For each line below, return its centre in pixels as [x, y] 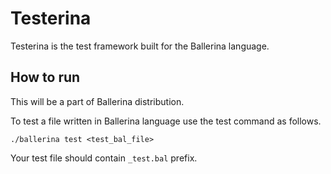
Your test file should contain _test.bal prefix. [104, 158]
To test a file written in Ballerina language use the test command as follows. [166, 121]
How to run [45, 77]
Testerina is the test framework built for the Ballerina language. [140, 46]
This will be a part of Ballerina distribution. [97, 101]
